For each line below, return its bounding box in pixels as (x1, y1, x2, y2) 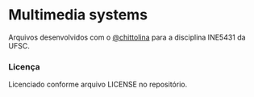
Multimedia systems (8, 6, 148, 24)
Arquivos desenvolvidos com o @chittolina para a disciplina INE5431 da (8, 32, 246, 42)
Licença (8, 61, 40, 72)
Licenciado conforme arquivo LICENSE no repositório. (8, 79, 188, 90)
